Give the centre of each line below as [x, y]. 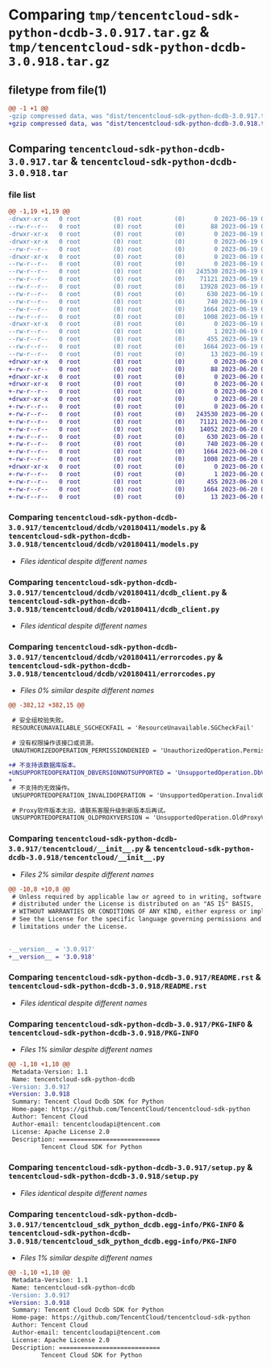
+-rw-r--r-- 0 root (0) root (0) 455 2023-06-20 [133, 482]
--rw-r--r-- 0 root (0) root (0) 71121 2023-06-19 [133, 279]
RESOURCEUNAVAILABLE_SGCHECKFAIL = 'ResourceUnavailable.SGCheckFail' [133, 728]
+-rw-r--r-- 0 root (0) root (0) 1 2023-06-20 [133, 474]
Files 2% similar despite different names [87, 874]
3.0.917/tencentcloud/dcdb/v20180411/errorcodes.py [112, 657]
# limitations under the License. [70, 926]
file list [22, 194]
